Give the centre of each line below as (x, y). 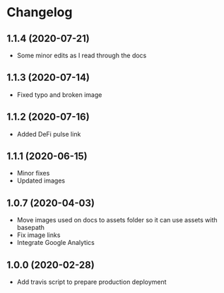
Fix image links (39, 235)
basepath (31, 228)
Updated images (41, 180)
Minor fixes (33, 173)
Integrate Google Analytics (55, 243)
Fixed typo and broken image (59, 94)
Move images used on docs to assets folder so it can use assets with (117, 220)
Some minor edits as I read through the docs (82, 55)
